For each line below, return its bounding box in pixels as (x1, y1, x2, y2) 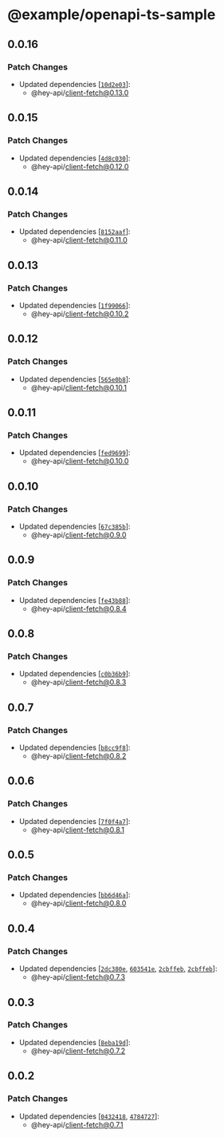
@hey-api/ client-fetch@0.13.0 (30, 88, 129, 97)
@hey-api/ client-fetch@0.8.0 (30, 898, 127, 908)
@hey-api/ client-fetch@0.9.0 (30, 530, 127, 540)
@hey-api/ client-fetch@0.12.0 (30, 161, 129, 171)
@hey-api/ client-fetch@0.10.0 (30, 457, 129, 466)
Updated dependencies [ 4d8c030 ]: (18, 153, 131, 163)
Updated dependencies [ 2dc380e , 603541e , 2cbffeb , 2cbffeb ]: (18, 964, 218, 973)
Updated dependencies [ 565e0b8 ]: (18, 374, 131, 384)
